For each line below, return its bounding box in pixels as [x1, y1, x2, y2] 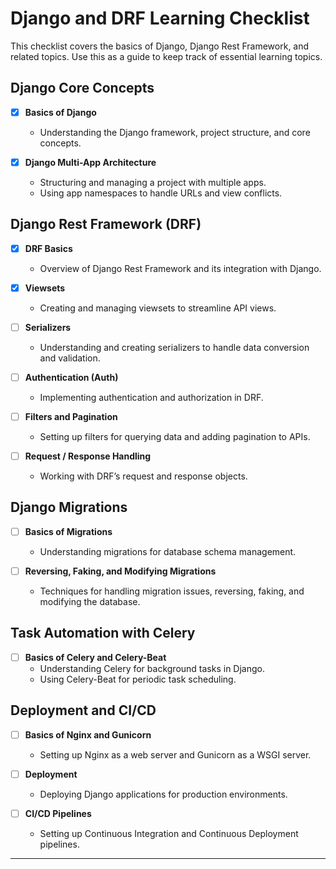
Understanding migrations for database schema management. [39, 545, 297, 557]
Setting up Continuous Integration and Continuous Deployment [39, 827, 299, 839]
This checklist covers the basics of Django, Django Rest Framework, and [10, 40, 310, 52]
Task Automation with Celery [10, 625, 196, 642]
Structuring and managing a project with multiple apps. [39, 176, 267, 188]
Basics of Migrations [24, 525, 113, 537]
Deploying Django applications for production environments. [39, 788, 288, 800]
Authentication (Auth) [24, 371, 119, 383]
